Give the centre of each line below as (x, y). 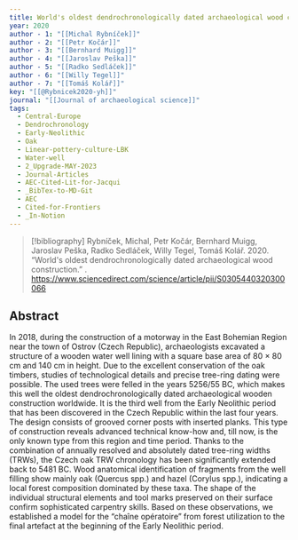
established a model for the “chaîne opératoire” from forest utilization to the (147, 517)
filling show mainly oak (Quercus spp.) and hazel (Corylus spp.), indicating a (149, 479)
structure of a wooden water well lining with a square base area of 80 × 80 (145, 356)
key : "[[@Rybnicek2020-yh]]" (63, 91)
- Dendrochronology (53, 125)
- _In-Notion (41, 215)
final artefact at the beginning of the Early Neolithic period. (117, 526)
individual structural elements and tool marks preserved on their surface (141, 497)
